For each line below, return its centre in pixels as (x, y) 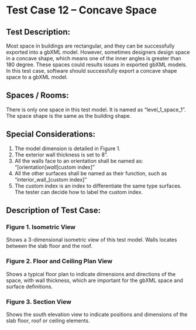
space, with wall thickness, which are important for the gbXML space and (94, 280)
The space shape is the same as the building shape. (69, 115)
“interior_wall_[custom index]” (51, 179)
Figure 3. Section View (39, 301)
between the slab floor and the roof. (49, 246)
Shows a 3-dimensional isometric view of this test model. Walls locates (92, 240)
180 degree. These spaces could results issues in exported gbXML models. (97, 64)
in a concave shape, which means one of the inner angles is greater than (94, 58)
